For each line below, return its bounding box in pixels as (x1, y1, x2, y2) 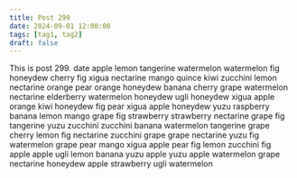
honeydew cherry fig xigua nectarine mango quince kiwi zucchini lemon (9, 73, 277, 84)
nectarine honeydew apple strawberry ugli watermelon (9, 158, 214, 169)
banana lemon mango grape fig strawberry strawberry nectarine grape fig (9, 111, 285, 121)
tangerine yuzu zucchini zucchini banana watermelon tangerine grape (9, 120, 271, 131)
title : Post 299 (9, 13, 70, 22)
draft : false (9, 38, 59, 48)
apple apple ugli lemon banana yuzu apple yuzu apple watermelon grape (9, 149, 281, 160)
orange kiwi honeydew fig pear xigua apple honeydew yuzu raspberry (9, 101, 270, 112)
